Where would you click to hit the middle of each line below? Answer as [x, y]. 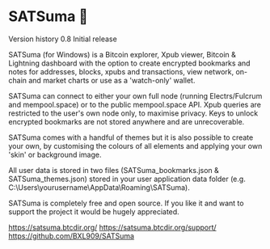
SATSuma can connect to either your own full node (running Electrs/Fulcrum [135, 95]
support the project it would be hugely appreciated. [94, 211]
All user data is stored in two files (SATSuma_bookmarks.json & [114, 170]
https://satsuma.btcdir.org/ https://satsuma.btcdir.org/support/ [112, 227]
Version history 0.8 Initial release [63, 39]
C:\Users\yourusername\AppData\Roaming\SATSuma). [99, 187]
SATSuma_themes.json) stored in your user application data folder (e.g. [127, 179]
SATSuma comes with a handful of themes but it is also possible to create [131, 137]
